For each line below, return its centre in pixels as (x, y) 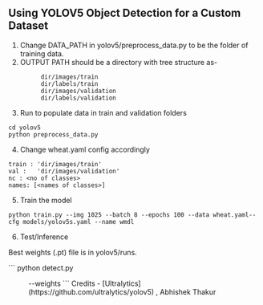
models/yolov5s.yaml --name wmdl (79, 222)
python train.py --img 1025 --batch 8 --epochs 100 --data (109, 215)
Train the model (46, 200)
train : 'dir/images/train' (55, 164)
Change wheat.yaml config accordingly (85, 149)
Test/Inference (44, 237)
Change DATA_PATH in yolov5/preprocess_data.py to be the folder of (134, 45)
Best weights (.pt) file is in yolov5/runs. (73, 252)
